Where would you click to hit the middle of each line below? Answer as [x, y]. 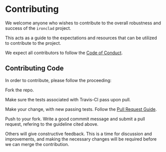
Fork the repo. [20, 90]
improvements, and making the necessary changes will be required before [81, 139]
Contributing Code [34, 68]
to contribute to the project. [33, 43]
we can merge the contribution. [37, 144]
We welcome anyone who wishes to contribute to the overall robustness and [83, 23]
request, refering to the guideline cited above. [52, 124]
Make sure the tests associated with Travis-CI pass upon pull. [68, 99]
